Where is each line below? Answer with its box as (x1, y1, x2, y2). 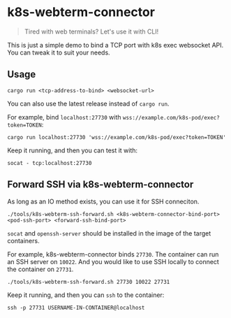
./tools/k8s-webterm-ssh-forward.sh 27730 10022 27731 (7, 278, 170, 285)
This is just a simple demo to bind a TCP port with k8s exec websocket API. (7, 41, 224, 49)
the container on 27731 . (7, 265, 74, 273)
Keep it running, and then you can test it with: (7, 146, 138, 154)
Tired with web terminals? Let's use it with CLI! (24, 27, 159, 36)
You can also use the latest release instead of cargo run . (7, 99, 170, 108)
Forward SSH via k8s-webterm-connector (7, 179, 194, 191)
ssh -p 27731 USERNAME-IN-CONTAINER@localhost (7, 304, 145, 311)
